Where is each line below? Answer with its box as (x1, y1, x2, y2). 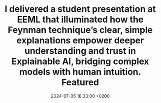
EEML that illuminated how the (17, 14, 144, 25)
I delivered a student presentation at (4, 3, 156, 15)
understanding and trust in (24, 45, 136, 57)
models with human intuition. (19, 67, 141, 77)
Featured (61, 77, 99, 88)
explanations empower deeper (16, 35, 144, 46)
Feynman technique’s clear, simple (7, 25, 153, 35)
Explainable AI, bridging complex (11, 56, 149, 67)
